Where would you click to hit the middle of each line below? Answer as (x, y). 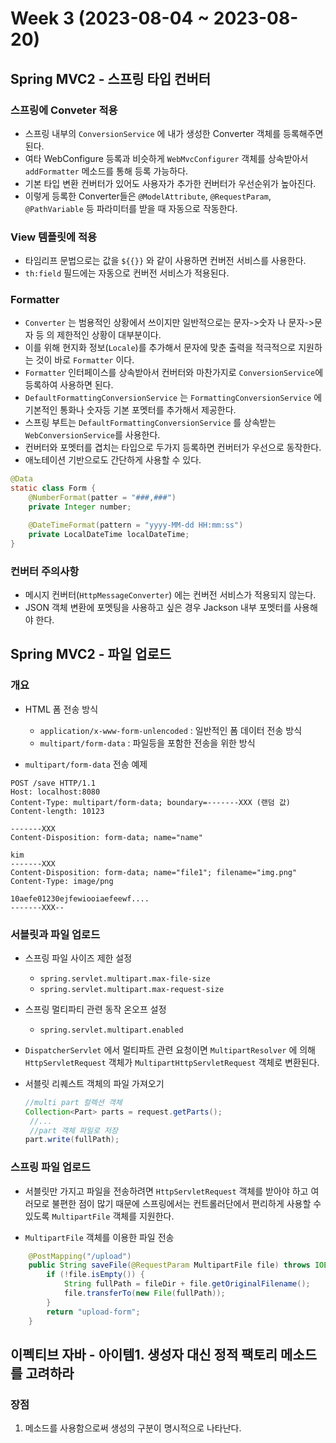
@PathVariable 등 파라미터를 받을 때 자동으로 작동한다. (131, 208)
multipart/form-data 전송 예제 (86, 764)
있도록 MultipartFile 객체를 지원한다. (99, 1216)
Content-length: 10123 (57, 811)
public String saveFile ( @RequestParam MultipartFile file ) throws (169, 1265)
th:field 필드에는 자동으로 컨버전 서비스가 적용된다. (127, 273)
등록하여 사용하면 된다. (69, 385)
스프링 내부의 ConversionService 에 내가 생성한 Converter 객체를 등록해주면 (174, 133)
